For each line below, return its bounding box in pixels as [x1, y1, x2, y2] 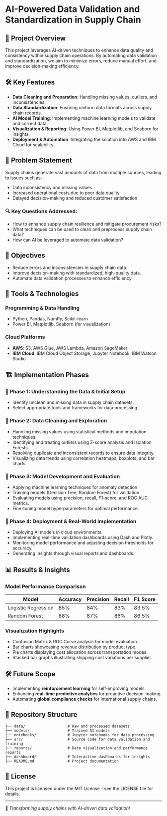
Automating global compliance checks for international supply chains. [12, 696, 158, 702]
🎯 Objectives [5, 251, 46, 260]
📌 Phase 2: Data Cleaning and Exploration [5, 417, 107, 424]
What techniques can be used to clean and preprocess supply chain [12, 226, 153, 232]
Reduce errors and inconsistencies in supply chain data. [12, 265, 128, 271]
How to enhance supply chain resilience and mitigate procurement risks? [12, 221, 162, 227]
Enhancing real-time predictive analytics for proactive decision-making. [12, 691, 162, 697]
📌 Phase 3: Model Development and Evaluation [5, 473, 120, 480]
